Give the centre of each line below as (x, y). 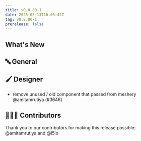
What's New (25, 44)
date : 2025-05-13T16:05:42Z (35, 15)
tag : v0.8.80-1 (21, 19)
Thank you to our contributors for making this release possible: (70, 127)
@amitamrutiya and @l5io (32, 133)
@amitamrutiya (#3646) (37, 100)
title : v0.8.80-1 (23, 10)
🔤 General (21, 62)
